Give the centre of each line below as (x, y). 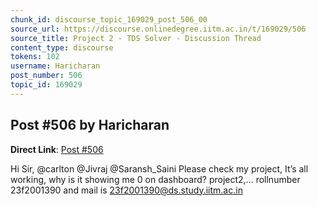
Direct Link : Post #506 (57, 149)
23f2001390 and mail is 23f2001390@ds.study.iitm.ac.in (126, 190)
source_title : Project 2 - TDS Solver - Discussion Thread (136, 38)
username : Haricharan (55, 66)
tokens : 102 (35, 57)
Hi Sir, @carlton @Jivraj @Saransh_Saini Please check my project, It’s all (159, 168)
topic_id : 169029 (46, 85)
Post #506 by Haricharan (90, 125)
